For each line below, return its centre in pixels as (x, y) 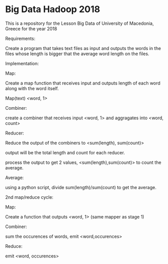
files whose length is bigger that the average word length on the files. (77, 54)
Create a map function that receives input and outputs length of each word (83, 83)
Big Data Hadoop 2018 (53, 9)
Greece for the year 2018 (31, 28)
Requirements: (20, 38)
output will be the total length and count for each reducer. (65, 152)
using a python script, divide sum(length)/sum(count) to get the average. (81, 187)
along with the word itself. (32, 88)
